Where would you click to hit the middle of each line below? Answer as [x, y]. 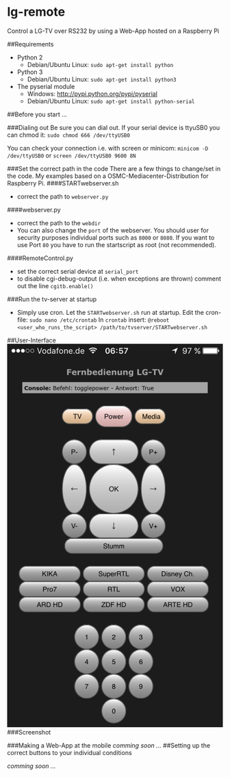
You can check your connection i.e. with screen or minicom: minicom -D [108, 148]
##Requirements [30, 44]
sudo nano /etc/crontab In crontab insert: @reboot [99, 320]
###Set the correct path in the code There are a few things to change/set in [114, 168]
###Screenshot [29, 732]
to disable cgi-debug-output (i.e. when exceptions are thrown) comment [119, 279]
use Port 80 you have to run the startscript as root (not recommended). [117, 244]
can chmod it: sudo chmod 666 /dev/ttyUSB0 [68, 135]
